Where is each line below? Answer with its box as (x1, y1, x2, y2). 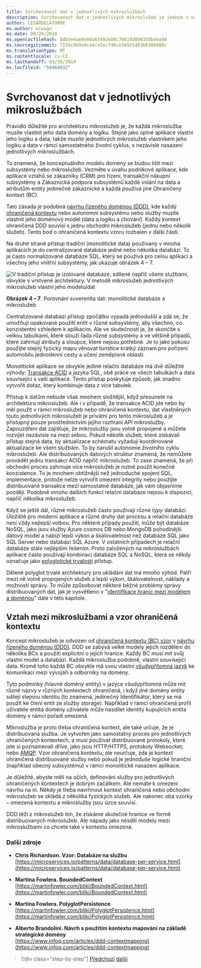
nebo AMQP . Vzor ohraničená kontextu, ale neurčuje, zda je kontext (6, 749, 173, 757)
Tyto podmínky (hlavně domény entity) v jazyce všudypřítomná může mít (6, 680, 186, 688)
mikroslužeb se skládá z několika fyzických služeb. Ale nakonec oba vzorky (6, 793, 193, 800)
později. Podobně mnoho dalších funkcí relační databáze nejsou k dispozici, (6, 489, 193, 496)
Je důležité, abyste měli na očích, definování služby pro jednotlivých (6, 774, 175, 781)
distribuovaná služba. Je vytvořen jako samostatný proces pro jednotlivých (6, 730, 191, 738)
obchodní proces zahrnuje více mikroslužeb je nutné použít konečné (6, 463, 175, 470)
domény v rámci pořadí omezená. (6, 713, 89, 720)
